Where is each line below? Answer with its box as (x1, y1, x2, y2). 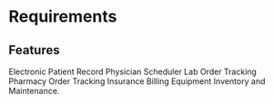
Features (8, 42, 60, 58)
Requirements (8, 6, 117, 27)
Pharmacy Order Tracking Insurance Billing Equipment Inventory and (8, 76, 266, 87)
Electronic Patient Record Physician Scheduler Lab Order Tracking (8, 66, 257, 77)
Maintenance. (8, 86, 60, 96)
